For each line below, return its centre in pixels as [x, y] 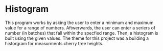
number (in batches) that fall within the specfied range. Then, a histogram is [81, 33]
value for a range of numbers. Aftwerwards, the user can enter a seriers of [80, 27]
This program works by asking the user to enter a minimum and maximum [79, 23]
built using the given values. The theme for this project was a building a [77, 38]
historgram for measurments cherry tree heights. [54, 43]
